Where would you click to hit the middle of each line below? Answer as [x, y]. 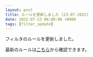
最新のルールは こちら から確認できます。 [48, 50]
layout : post [19, 10]
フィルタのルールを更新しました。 [41, 39]
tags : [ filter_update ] [29, 24]
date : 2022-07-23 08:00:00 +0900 [41, 19]
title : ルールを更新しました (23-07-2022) [47, 15]
